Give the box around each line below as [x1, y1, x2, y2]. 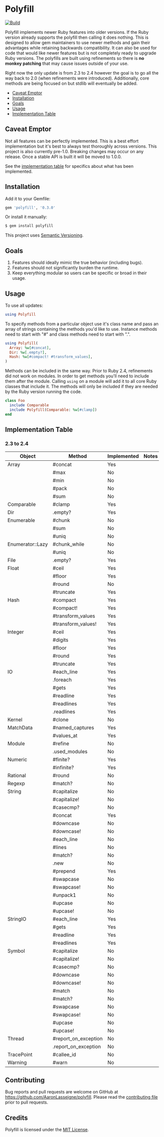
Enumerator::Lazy [7, 541, 48, 548]
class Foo [5, 398, 25, 403]
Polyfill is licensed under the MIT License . [5, 1127, 89, 1132]
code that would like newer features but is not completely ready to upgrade [5, 50, 157, 56]
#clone [53, 716, 69, 723]
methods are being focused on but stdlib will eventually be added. [5, 80, 138, 86]
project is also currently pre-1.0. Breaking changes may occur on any [5, 148, 144, 154]
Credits [5, 1113, 28, 1122]
